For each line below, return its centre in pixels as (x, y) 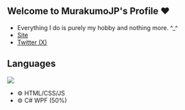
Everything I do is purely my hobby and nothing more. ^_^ (97, 27)
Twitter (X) (32, 42)
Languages (32, 64)
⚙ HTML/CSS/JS (41, 93)
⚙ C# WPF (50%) (42, 100)
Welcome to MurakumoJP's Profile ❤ (88, 11)
